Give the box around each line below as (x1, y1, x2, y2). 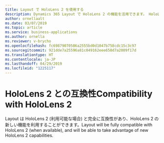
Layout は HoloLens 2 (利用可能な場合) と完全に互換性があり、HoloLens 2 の (5, 115, 159, 122)
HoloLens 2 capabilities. (5, 132, 54, 138)
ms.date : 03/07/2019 (5, 20, 47, 26)
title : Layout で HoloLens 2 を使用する (5, 7, 84, 12)
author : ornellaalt (5, 16, 45, 21)
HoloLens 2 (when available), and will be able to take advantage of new (5, 127, 149, 133)
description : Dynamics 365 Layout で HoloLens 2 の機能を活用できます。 (5, 12, 147, 17)
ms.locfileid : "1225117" (5, 66, 56, 71)
